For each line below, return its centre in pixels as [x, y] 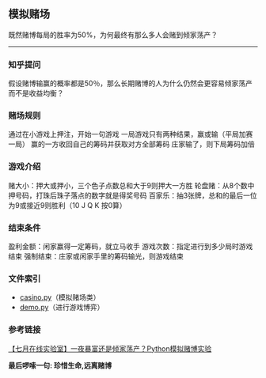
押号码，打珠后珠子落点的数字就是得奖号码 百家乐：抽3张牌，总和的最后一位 [133, 195]
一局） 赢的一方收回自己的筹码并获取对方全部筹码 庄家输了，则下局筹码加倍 [131, 144]
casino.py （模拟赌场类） [60, 297]
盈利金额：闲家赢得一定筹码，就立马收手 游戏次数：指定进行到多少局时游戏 [131, 246]
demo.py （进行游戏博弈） [62, 308]
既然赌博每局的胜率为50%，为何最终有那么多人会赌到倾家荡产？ [113, 35]
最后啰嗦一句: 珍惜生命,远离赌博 [60, 365]
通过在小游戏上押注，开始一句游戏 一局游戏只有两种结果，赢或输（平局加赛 [131, 134]
